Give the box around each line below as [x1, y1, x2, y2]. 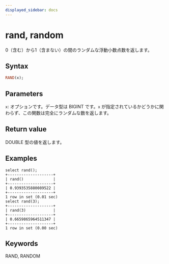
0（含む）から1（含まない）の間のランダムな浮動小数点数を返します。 [5, 47, 153, 53]
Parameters [5, 90, 43, 98]
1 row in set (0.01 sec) [5, 194, 58, 199]
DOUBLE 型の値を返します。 [5, 139, 65, 145]
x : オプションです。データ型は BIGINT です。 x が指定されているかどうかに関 [5, 104, 164, 110]
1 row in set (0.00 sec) [5, 225, 58, 230]
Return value [5, 125, 47, 134]
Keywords [5, 240, 38, 248]
